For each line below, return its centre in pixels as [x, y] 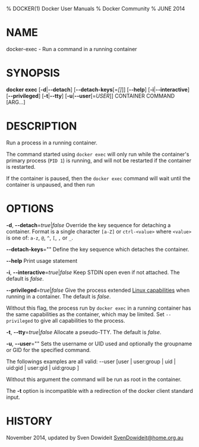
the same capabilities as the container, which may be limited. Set [85, 314]
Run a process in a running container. [52, 143]
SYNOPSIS [33, 73]
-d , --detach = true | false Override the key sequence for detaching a [89, 225]
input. [13, 397]
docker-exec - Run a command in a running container [72, 49]
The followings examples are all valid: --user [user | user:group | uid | [91, 361]
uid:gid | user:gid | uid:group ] [42, 367]
